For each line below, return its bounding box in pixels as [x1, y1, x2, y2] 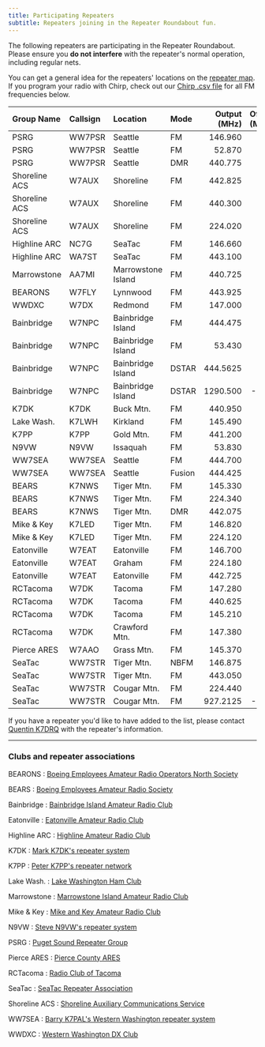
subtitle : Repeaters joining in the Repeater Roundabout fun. [8, 19, 217, 27]
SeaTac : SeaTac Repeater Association [8, 983, 133, 992]
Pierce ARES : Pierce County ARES [8, 953, 121, 962]
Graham [113, 557, 144, 568]
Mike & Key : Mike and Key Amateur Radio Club [8, 906, 162, 917]
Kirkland [113, 416, 144, 427]
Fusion [170, 467, 196, 478]
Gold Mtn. [113, 428, 150, 439]
